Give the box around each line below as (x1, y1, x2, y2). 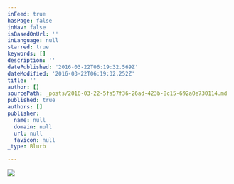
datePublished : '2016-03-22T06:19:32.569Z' (7, 63, 139, 71)
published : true (7, 97, 55, 104)
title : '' (7, 76, 37, 84)
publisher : (7, 110, 40, 117)
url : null (14, 130, 43, 137)
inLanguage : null (7, 37, 59, 44)
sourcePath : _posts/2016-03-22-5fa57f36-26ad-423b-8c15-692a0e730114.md (7, 90, 228, 97)
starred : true (7, 44, 50, 51)
